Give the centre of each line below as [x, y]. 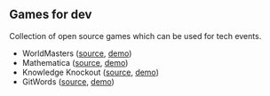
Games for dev [51, 15]
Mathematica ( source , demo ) [75, 62]
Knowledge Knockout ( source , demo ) [91, 72]
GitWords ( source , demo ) [68, 81]
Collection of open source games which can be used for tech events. [135, 36]
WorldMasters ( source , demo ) [77, 53]
